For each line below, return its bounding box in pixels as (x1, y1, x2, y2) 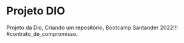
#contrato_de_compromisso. (6, 30, 78, 37)
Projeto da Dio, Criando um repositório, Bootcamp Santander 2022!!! (6, 24, 178, 31)
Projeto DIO (6, 4, 65, 18)
